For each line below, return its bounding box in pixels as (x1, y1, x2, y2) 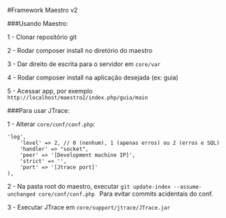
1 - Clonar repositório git (7, 33, 77, 41)
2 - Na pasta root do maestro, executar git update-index (7, 182, 171, 190)
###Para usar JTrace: (7, 107, 70, 114)
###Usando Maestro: (7, 20, 68, 27)
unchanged (7, 191, 36, 198)
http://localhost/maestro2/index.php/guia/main (7, 94, 149, 101)
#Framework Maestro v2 (7, 6, 78, 14)
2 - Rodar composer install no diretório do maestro (7, 47, 153, 54)
